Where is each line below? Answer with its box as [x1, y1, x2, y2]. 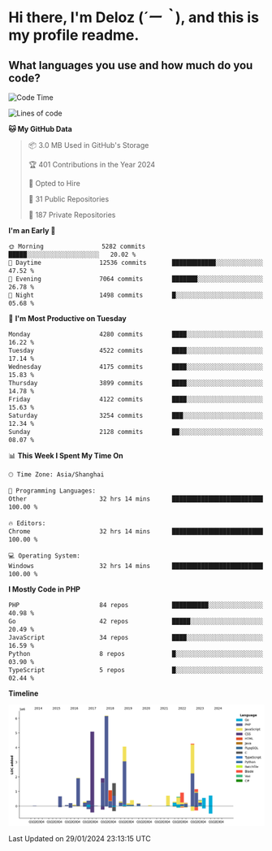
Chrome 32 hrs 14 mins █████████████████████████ [8, 528, 264, 536]
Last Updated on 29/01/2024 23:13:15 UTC [8, 833, 152, 843]
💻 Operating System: [8, 552, 81, 560]
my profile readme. [8, 26, 140, 45]
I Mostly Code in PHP [8, 584, 81, 594]
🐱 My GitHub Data [8, 124, 73, 133]
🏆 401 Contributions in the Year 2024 [28, 160, 156, 169]
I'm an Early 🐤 [8, 226, 56, 235]
